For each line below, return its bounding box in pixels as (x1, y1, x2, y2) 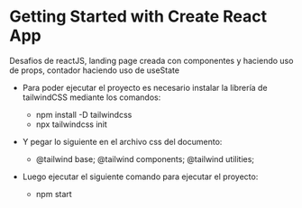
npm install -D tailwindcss (35, 109, 133, 120)
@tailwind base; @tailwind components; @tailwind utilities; (35, 153, 255, 164)
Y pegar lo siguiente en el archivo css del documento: (22, 136, 223, 147)
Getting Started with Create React (9, 6, 268, 27)
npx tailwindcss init (35, 119, 108, 130)
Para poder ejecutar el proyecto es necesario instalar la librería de (22, 82, 268, 93)
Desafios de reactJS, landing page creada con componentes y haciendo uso (9, 55, 294, 66)
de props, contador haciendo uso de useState (9, 65, 180, 76)
